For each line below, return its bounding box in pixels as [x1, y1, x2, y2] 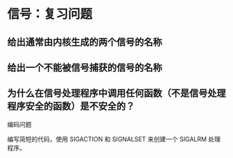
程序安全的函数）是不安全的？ [7, 100, 135, 112]
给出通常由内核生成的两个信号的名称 [7, 36, 162, 48]
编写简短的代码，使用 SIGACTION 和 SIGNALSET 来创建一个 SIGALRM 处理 [7, 134, 221, 143]
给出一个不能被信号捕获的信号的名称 [7, 62, 162, 73]
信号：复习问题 [7, 6, 93, 22]
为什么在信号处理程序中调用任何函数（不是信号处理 [7, 87, 226, 99]
